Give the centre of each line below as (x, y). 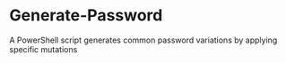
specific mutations (43, 49)
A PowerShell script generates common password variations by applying (143, 40)
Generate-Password (86, 16)
